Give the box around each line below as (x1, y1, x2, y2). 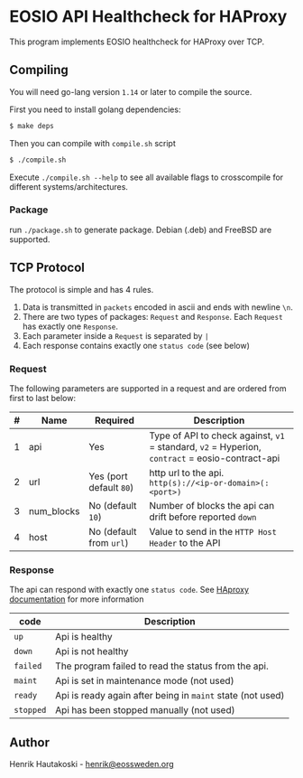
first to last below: (9, 392, 77, 403)
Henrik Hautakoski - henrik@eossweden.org (9, 759, 174, 770)
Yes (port (88, 470, 128, 483)
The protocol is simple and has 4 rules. (9, 284, 154, 295)
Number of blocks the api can (148, 499, 275, 511)
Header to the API (148, 536, 221, 548)
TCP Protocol (9, 260, 86, 276)
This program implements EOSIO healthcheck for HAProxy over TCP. (9, 36, 265, 47)
